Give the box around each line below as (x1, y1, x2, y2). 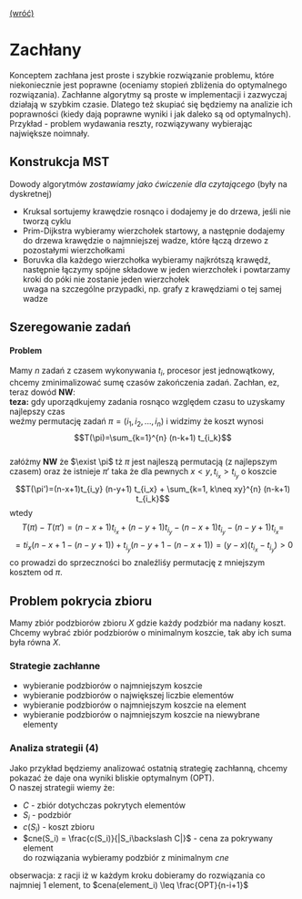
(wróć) (9, 8, 35, 18)
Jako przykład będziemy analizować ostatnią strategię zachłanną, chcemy (9, 762, 288, 773)
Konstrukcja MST (9, 154, 110, 170)
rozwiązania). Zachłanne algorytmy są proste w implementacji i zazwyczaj (9, 88, 287, 99)
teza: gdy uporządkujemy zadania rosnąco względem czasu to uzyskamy (9, 397, 286, 408)
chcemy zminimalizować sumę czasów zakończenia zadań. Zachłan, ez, (9, 377, 280, 388)
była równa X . (9, 637, 61, 648)
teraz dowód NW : (9, 387, 75, 398)
